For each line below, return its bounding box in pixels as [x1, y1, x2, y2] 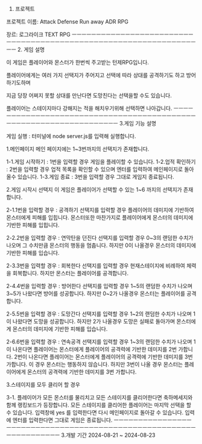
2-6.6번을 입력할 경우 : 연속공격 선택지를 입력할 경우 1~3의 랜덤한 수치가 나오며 [6, 338, 192, 345]
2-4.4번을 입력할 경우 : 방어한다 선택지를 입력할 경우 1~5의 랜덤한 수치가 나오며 [6, 283, 193, 289]
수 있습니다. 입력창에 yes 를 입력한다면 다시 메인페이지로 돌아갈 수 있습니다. [6, 409, 184, 416]
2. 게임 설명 [17, 46, 45, 53]
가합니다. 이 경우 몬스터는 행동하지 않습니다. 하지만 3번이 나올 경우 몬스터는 [6, 361, 183, 367]
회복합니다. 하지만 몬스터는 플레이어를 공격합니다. [12, 270, 128, 277]
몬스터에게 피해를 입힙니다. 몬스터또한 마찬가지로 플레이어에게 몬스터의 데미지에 [6, 214, 194, 221]
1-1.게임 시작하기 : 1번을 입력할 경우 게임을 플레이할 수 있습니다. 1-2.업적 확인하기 [6, 158, 196, 165]
